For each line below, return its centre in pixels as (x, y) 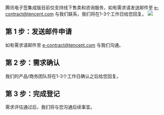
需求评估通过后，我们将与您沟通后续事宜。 (50, 107)
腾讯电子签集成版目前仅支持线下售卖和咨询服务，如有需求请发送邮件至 (79, 7)
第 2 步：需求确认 (33, 63)
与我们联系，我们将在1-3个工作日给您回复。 (101, 14)
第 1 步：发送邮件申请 (39, 32)
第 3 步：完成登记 (33, 94)
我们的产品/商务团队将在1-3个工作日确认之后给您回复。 (63, 76)
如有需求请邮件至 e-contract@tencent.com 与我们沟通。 (64, 45)
